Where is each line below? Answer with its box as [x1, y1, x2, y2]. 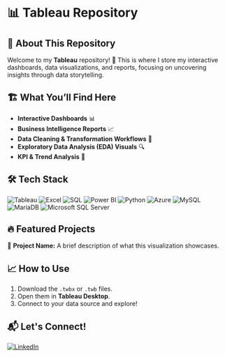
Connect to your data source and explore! [17, 300, 138, 308]
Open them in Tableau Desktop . [17, 292, 110, 301]
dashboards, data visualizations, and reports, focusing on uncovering [7, 63, 207, 71]
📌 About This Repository [7, 37, 116, 49]
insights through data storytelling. [7, 70, 104, 79]
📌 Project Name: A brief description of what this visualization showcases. [7, 241, 219, 250]
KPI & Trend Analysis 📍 [17, 152, 86, 160]
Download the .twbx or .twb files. [17, 284, 113, 293]
